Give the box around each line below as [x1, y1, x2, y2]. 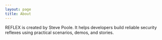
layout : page [5, 7, 31, 12]
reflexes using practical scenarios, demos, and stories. [5, 30, 114, 35]
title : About [5, 11, 31, 16]
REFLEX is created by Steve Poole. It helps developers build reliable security [5, 24, 157, 30]
